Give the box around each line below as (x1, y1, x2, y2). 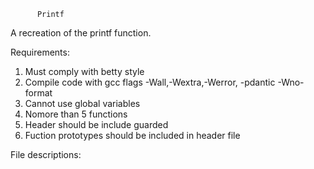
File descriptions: (10, 149, 82, 160)
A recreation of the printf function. (10, 27, 152, 39)
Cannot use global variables (24, 98, 141, 109)
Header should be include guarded (24, 119, 169, 130)
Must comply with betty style (24, 66, 145, 77)
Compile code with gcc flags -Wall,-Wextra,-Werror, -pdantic (24, 76, 276, 88)
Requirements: (10, 46, 70, 58)
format (24, 87, 53, 99)
